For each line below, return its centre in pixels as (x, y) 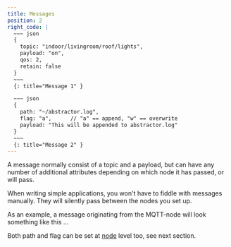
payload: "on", (42, 54)
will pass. (21, 180)
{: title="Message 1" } (48, 86)
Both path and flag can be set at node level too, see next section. (101, 236)
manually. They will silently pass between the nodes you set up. (100, 201)
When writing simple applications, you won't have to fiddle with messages (115, 193)
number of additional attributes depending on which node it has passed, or (115, 172)
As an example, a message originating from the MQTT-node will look (107, 215)
